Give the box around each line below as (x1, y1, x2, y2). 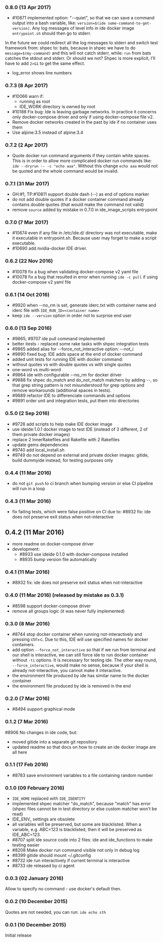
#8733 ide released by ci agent (12, 863, 75, 869)
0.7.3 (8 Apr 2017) (5, 82, 48, 89)
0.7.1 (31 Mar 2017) (5, 180, 50, 187)
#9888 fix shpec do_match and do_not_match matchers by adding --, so (12, 377, 158, 383)
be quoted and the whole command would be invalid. (12, 168, 119, 174)
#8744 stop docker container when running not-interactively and (12, 631, 142, 637)
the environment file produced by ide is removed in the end (12, 683, 131, 688)
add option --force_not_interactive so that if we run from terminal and (12, 647, 156, 652)
